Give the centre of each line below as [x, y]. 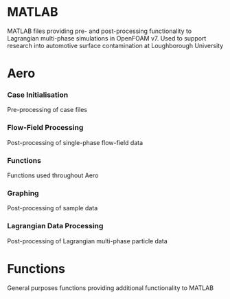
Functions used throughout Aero [53, 175]
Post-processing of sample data [53, 208]
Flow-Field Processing [45, 128]
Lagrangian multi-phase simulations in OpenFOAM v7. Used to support [107, 38]
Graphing [23, 193]
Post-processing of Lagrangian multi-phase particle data [88, 241]
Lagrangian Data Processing [55, 226]
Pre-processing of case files [47, 110]
